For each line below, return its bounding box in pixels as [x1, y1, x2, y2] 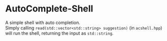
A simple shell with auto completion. [5, 19, 81, 25]
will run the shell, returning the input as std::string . [5, 30, 114, 36]
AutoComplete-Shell [5, 3, 93, 14]
